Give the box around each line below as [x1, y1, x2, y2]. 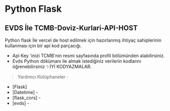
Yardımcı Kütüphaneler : [17, 74, 68, 80]
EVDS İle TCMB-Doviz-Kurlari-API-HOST [5, 24, 138, 32]
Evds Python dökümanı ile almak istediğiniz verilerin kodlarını [12, 58, 142, 64]
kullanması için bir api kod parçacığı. [5, 43, 82, 49]
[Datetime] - [12, 89, 39, 95]
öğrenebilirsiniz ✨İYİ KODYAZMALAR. [12, 64, 92, 69]
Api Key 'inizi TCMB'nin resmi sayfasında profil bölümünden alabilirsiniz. [12, 52, 165, 59]
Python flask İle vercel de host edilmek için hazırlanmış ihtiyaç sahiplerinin [5, 37, 162, 43]
